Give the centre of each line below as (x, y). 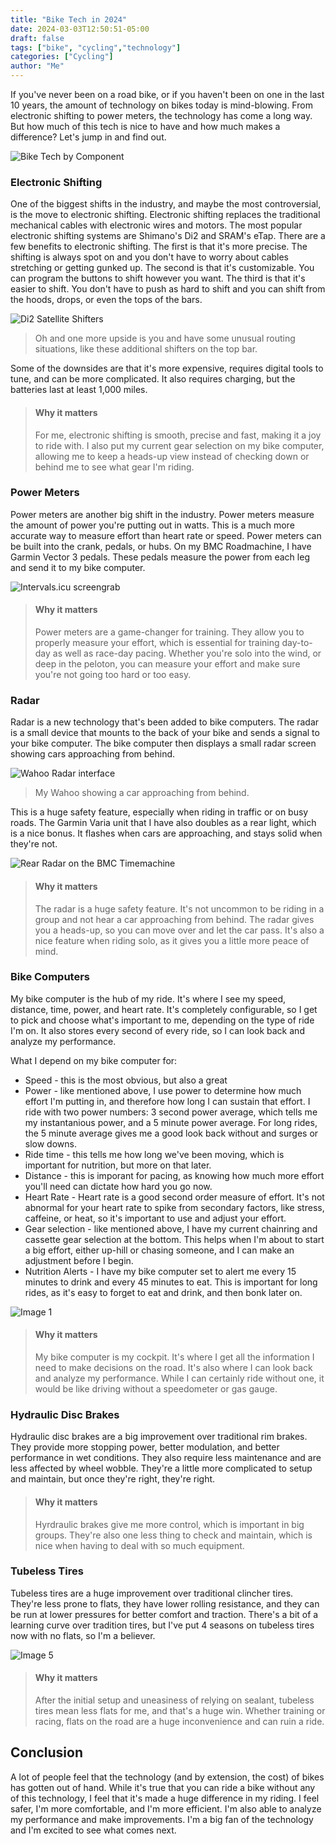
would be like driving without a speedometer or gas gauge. (156, 1389)
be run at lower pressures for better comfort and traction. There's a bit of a (164, 1614)
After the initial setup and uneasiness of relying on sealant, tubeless (174, 1700)
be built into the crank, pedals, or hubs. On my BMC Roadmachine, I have (161, 546)
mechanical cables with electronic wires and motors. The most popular (156, 225)
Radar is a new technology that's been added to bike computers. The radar (165, 722)
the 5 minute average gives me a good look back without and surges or (171, 1133)
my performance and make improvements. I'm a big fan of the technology (162, 1819)
